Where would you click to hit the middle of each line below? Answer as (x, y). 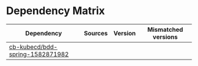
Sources (96, 33)
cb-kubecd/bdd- (33, 47)
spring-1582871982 (39, 54)
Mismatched (165, 29)
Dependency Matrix (55, 11)
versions (165, 37)
